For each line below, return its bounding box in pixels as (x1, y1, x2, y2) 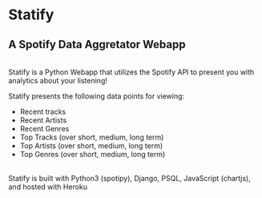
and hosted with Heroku (8, 182, 88, 192)
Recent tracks (19, 107, 67, 116)
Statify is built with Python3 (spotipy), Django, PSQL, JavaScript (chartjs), (8, 174, 251, 183)
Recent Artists (19, 115, 67, 125)
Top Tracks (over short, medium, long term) (19, 132, 164, 142)
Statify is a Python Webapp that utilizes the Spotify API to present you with (8, 67, 255, 77)
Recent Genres (19, 124, 70, 133)
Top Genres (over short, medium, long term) (19, 150, 166, 159)
